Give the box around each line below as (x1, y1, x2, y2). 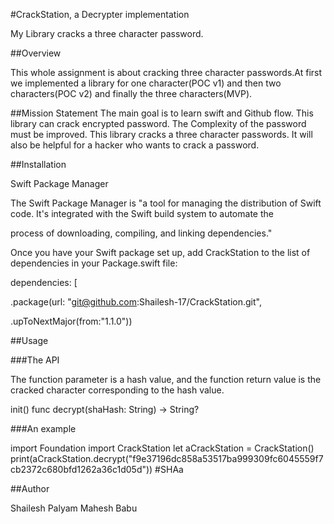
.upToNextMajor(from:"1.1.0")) (10, 315, 133, 327)
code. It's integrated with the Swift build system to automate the (10, 208, 274, 219)
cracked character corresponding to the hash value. (10, 384, 225, 396)
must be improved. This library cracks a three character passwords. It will (10, 129, 313, 140)
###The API (10, 354, 60, 366)
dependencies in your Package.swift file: (10, 257, 178, 269)
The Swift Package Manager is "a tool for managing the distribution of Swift (10, 197, 322, 209)
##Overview (10, 47, 62, 59)
